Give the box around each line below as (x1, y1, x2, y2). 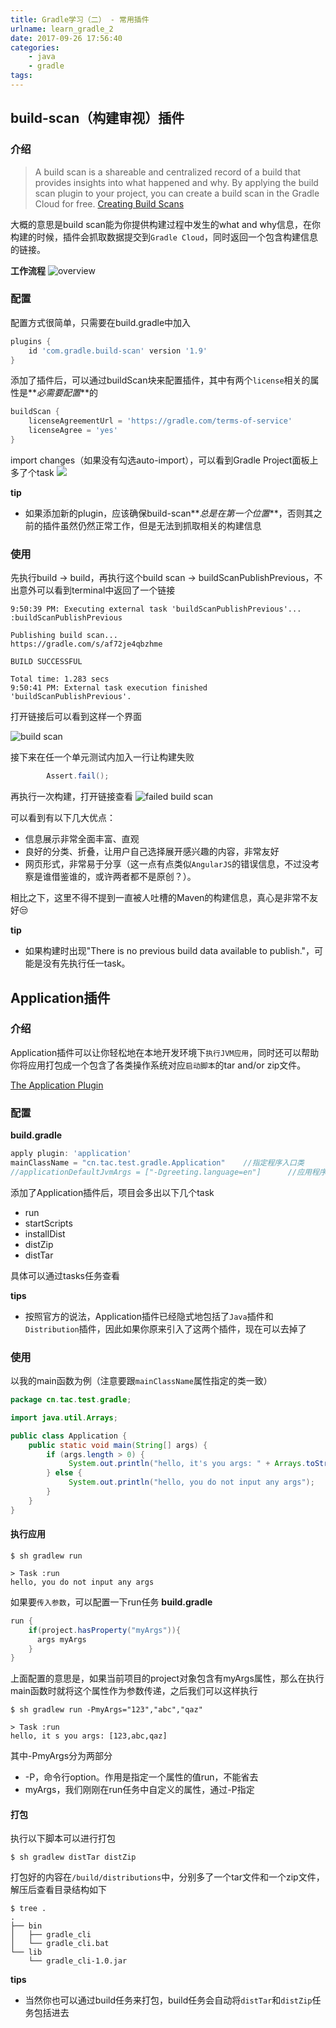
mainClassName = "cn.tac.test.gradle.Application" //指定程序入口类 (10, 1158, 305, 1168)
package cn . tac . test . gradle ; (10, 1395, 132, 1405)
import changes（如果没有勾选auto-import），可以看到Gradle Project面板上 (10, 454, 319, 466)
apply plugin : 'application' (10, 1149, 132, 1159)
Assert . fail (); (46, 771, 110, 781)
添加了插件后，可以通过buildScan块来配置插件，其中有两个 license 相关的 (10, 374, 311, 386)
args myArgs (36, 1634, 87, 1645)
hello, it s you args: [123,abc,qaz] (10, 1731, 168, 1741)
